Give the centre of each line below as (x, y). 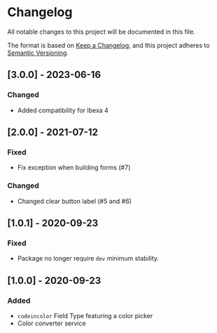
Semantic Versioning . (38, 53)
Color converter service (51, 323)
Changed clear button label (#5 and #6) (74, 201)
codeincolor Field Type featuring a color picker (85, 315)
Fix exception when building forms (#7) (74, 168)
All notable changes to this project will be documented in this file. (101, 32)
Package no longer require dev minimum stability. (88, 259)
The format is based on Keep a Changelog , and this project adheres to (108, 45)
